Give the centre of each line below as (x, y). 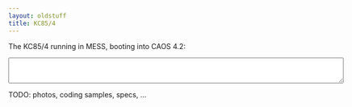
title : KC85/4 (32, 23)
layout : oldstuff (38, 16)
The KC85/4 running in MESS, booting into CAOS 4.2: (97, 46)
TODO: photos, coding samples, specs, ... (78, 94)
